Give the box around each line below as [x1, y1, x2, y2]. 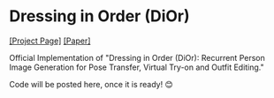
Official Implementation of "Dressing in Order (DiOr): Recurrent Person [9, 52, 265, 63]
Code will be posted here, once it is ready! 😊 [9, 79, 174, 89]
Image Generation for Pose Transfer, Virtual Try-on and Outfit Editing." [9, 62, 265, 72]
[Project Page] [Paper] [9, 35, 91, 46]
